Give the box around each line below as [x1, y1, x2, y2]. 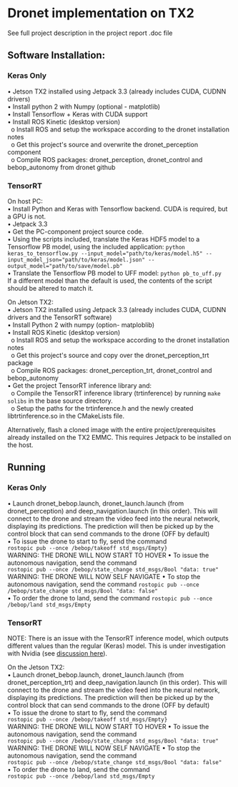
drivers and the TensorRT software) [7, 313, 112, 321]
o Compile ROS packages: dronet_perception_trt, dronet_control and [10, 366, 212, 374]
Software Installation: [7, 49, 106, 61]
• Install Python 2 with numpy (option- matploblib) [7, 320, 155, 329]
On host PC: [7, 196, 43, 205]
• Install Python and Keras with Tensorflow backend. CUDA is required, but [7, 204, 228, 213]
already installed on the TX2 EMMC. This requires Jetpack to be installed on [7, 433, 232, 441]
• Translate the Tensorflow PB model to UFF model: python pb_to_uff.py [7, 269, 222, 277]
